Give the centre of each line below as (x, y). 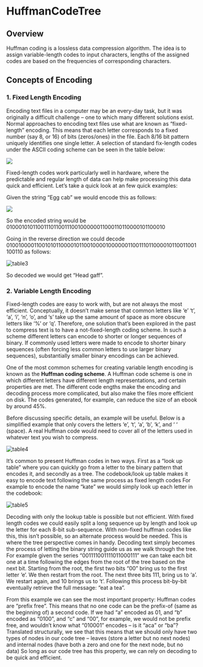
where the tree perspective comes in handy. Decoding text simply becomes (101, 542)
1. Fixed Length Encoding (44, 97)
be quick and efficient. (34, 657)
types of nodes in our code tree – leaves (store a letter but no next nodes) (98, 638)
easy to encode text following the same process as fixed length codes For (98, 480)
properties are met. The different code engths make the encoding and (93, 386)
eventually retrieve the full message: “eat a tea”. (66, 587)
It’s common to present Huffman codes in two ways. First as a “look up (95, 460)
